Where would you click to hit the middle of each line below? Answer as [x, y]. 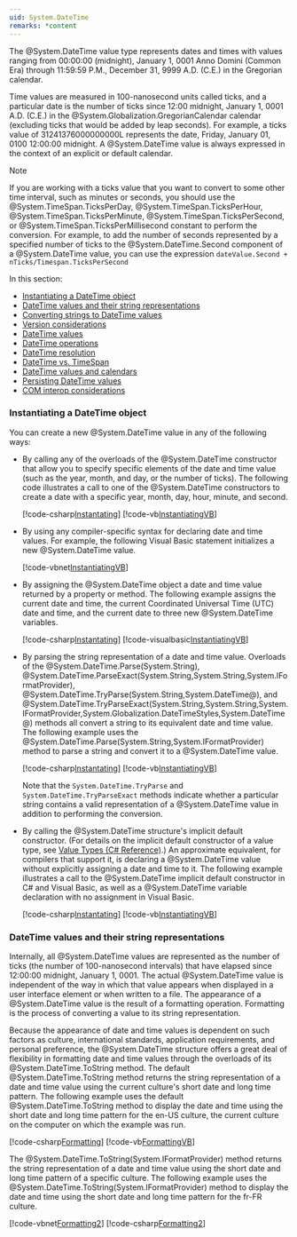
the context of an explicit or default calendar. [91, 153]
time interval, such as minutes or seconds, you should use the [122, 197]
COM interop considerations [74, 390]
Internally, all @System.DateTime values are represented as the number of [145, 956]
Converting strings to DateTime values [92, 314]
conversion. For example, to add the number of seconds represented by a [144, 234]
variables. [40, 622]
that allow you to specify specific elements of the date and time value [149, 468]
